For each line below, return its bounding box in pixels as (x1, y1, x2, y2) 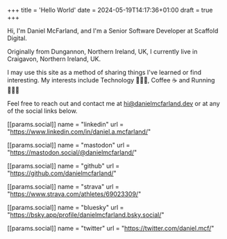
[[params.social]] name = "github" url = (7, 162, 120, 170)
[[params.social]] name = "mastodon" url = (7, 141, 131, 149)
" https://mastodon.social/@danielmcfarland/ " (7, 148, 137, 157)
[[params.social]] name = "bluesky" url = (7, 204, 124, 211)
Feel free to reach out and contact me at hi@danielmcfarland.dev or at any (7, 100, 220, 107)
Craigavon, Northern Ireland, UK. (7, 55, 101, 63)
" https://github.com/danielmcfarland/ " (7, 169, 117, 177)
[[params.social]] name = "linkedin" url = (7, 121, 124, 128)
